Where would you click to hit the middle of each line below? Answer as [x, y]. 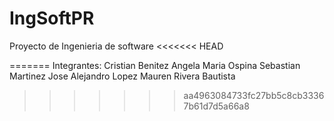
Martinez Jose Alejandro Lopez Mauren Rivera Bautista [122, 76]
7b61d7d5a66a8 [216, 106]
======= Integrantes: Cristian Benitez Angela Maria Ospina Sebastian [155, 65]
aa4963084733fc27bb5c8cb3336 [254, 95]
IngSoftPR [52, 18]
